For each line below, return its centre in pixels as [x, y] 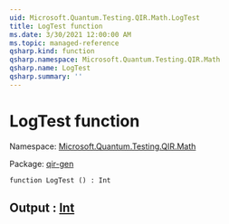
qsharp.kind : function [52, 51]
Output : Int [42, 208]
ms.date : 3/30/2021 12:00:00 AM [70, 34]
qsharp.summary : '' [46, 77]
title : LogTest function [56, 26]
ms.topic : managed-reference [64, 43]
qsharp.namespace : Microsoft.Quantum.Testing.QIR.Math [115, 60]
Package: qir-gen [42, 163]
